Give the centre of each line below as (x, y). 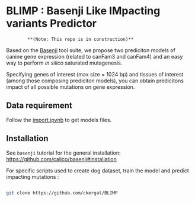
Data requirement (39, 106)
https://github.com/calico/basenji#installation (62, 159)
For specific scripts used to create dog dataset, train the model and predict (98, 171)
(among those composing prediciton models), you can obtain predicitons (95, 81)
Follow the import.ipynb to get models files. (59, 120)
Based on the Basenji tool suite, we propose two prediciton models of (91, 50)
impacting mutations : (33, 177)
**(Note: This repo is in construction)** (81, 39)
